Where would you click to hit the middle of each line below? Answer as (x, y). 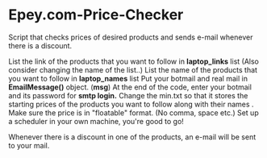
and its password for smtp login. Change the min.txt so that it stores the (128, 95)
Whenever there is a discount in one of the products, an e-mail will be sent (132, 137)
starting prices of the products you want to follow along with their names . (131, 104)
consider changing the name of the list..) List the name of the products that (133, 69)
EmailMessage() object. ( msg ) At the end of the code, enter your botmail (130, 87)
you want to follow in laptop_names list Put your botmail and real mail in (128, 78)
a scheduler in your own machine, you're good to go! (96, 121)
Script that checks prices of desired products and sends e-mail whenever (131, 37)
